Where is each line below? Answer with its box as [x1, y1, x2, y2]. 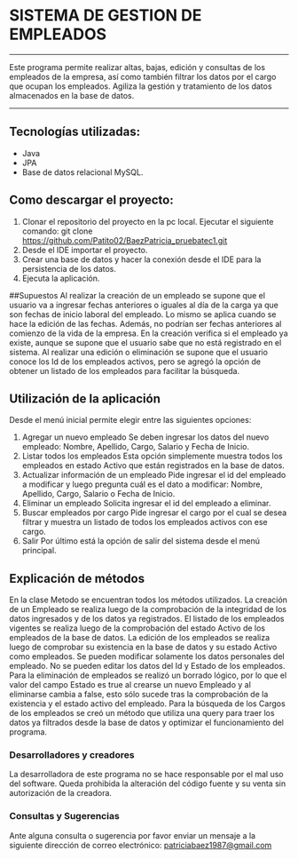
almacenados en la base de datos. [9, 90, 135, 100]
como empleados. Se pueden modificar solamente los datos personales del [9, 651, 286, 662]
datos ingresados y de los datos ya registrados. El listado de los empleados [9, 614, 286, 624]
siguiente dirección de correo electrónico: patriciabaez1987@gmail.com [9, 839, 272, 850]
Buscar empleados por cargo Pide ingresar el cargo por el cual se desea [21, 507, 287, 518]
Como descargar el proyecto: [9, 193, 175, 208]
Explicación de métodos [9, 570, 145, 586]
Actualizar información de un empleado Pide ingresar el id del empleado [21, 470, 286, 481]
